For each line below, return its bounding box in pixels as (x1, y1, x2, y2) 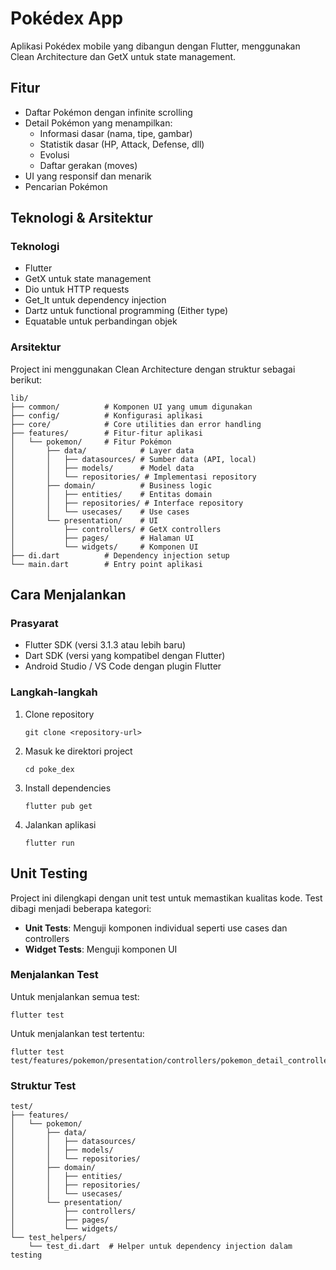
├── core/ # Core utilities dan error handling (10, 419, 262, 429)
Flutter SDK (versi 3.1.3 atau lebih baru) (24, 639, 187, 651)
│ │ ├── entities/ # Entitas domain (10, 489, 213, 499)
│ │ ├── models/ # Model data (10, 463, 195, 473)
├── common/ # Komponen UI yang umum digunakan (10, 402, 253, 412)
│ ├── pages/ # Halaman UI (10, 533, 195, 543)
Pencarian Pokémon (24, 180, 108, 192)
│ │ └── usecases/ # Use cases (10, 507, 190, 517)
